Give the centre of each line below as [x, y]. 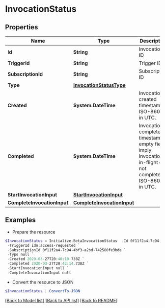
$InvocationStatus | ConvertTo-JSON [42, 291]
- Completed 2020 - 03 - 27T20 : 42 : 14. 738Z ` [48, 264]
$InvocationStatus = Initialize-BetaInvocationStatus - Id [67, 241]
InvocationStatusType [99, 85]
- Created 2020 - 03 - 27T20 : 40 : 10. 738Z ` [46, 259]
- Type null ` [21, 255]
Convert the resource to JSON [43, 282]
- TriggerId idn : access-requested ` [43, 245]
